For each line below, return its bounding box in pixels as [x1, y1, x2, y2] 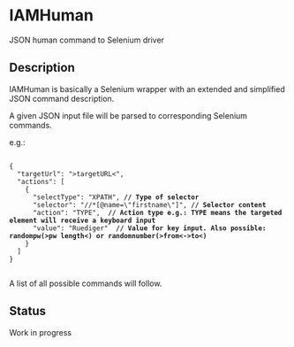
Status [9, 304, 47, 319]
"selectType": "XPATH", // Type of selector [32, 192, 200, 202]
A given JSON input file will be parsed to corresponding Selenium [9, 110, 248, 120]
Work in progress [9, 327, 72, 337]
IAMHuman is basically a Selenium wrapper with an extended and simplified [9, 83, 285, 94]
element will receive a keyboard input [9, 216, 156, 225]
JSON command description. [9, 93, 115, 104]
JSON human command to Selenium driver [9, 35, 165, 45]
